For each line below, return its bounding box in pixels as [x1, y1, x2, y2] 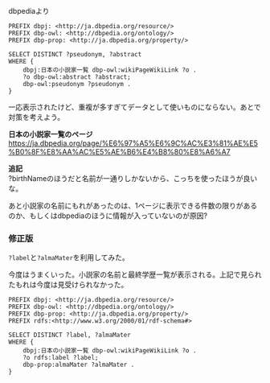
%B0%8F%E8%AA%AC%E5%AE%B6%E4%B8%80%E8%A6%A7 [8, 147, 231, 156]
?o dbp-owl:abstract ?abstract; [22, 73, 131, 81]
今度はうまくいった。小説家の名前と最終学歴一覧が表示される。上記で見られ [8, 270, 262, 279]
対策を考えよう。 [8, 113, 65, 121]
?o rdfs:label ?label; [22, 354, 99, 362]
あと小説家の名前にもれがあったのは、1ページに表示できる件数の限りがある [8, 201, 258, 210]
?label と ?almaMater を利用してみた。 [8, 253, 130, 262]
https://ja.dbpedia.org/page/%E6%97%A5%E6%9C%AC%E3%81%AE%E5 [8, 138, 259, 148]
